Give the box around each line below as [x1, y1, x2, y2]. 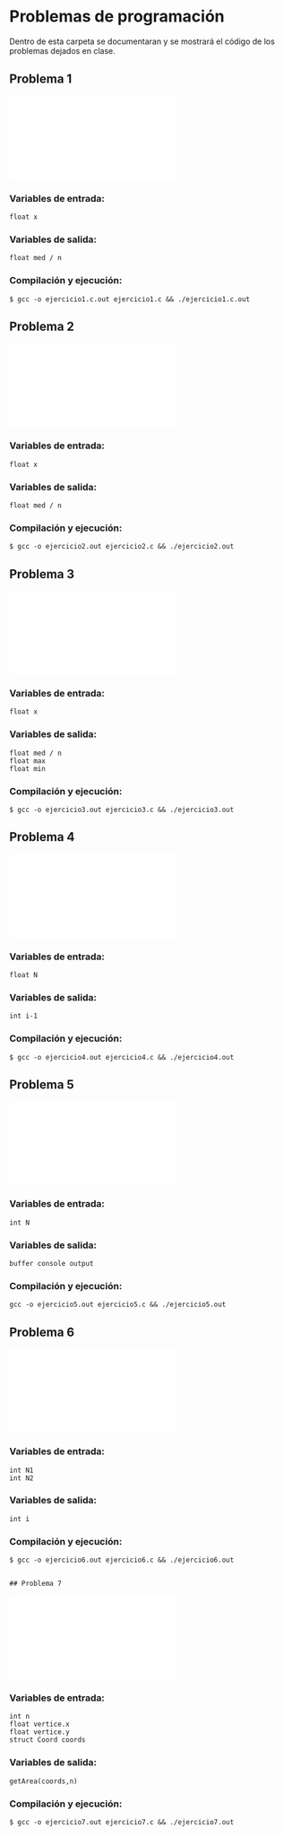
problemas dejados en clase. [9, 45, 116, 56]
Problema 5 [9, 1078, 74, 1093]
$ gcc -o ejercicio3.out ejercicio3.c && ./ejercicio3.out [9, 805, 235, 815]
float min [9, 764, 47, 773]
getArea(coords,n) [9, 1777, 78, 1786]
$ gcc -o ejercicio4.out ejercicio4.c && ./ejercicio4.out [9, 1052, 235, 1061]
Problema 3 [9, 567, 74, 582]
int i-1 [9, 1011, 39, 1021]
